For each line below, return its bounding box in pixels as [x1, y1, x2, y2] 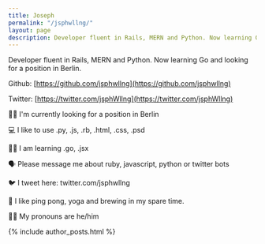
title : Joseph [8, 11, 55, 20]
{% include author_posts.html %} [8, 227, 116, 237]
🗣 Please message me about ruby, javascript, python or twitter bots [8, 160, 230, 169]
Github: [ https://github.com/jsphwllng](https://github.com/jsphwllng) [8, 79, 231, 88]
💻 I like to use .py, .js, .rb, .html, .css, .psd [8, 126, 146, 135]
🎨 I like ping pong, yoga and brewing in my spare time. [8, 197, 185, 206]
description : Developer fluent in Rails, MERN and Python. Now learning [8, 33, 252, 42]
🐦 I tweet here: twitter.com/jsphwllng [8, 178, 130, 188]
